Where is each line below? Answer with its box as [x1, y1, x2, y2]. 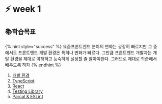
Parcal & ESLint [12, 94, 43, 99]
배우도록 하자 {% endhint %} [5, 62, 61, 68]
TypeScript [12, 78, 35, 83]
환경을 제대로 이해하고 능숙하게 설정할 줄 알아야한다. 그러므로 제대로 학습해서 [10, 56, 157, 61]
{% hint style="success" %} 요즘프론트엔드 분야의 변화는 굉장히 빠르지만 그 [5, 44, 152, 49]
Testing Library [12, 88, 43, 94]
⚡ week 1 [5, 3, 41, 15]
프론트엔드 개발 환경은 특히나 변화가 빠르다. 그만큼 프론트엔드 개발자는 [18, 50, 152, 55]
